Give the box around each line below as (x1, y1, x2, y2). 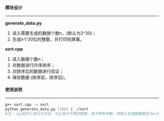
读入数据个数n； (12, 56, 45, 62)
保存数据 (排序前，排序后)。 (12, 75, 68, 81)
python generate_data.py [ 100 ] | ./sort (5, 107, 89, 112)
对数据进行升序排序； (12, 62, 55, 68)
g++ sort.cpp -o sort (5, 102, 49, 107)
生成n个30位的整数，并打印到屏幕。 (12, 37, 84, 42)
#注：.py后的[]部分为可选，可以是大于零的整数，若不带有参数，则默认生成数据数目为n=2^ (5, 111, 162, 117)
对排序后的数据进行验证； (12, 68, 64, 74)
